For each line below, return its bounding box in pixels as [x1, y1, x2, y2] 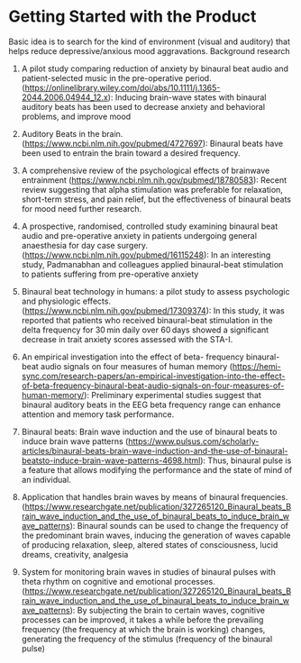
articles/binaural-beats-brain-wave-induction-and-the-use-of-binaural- [21, 445, 288, 456]
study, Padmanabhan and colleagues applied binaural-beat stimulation [21, 259, 284, 269]
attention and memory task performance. [21, 408, 175, 420]
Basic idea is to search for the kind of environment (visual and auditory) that [8, 36, 290, 47]
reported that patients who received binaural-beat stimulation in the [21, 314, 273, 325]
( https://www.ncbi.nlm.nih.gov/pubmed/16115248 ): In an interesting [21, 250, 271, 260]
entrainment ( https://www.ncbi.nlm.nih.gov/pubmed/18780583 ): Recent [21, 174, 287, 186]
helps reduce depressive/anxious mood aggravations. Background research [8, 45, 290, 56]
